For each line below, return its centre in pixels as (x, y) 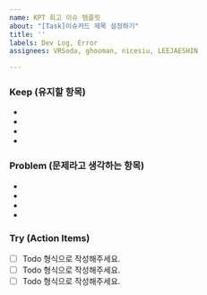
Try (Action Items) (50, 237)
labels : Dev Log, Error (54, 43)
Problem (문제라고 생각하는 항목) (77, 165)
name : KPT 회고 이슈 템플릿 (55, 18)
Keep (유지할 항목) (48, 93)
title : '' (28, 34)
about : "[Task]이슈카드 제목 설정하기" (74, 26)
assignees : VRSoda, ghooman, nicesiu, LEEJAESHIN (104, 51)
